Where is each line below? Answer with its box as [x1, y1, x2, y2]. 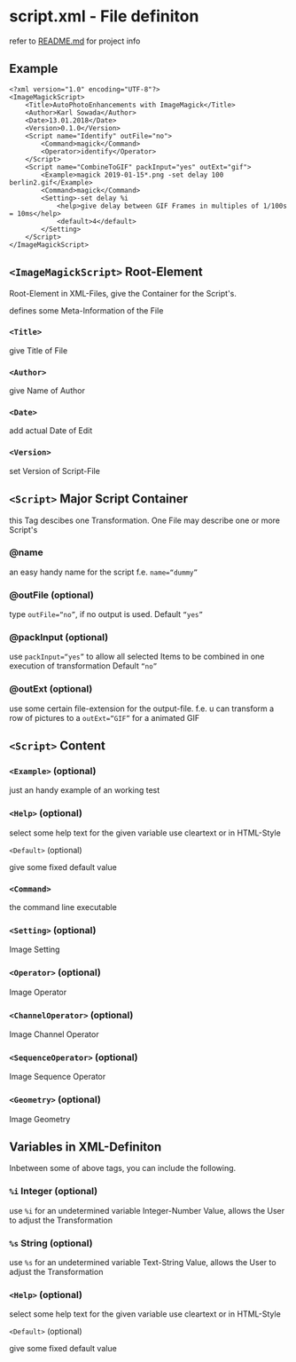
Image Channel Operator [9, 1028, 99, 1040]
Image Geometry [9, 1113, 71, 1124]
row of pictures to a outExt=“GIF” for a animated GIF [9, 712, 200, 723]
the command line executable [9, 902, 117, 913]
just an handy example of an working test [9, 785, 160, 796]
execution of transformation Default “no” [9, 661, 158, 671]
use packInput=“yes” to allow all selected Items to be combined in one [9, 651, 265, 662]
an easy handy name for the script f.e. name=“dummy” [9, 566, 198, 577]
